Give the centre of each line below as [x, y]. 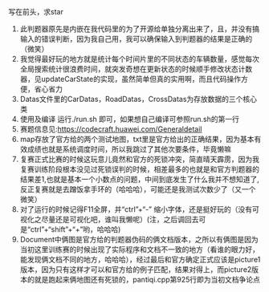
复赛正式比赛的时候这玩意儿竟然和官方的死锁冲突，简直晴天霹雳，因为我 [139, 159]
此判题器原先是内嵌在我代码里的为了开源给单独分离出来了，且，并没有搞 [139, 29]
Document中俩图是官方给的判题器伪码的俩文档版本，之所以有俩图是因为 [139, 239]
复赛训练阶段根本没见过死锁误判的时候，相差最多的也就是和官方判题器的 [139, 169]
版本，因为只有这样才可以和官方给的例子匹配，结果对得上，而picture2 [136, 270]
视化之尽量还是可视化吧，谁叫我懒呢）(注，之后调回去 [109, 219]
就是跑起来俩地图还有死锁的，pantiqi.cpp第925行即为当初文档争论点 [147, 280]
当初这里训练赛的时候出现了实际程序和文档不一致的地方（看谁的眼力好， [139, 249]
